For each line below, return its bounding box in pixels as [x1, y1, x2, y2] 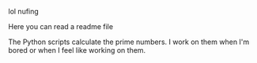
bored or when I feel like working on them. [8, 46, 146, 54]
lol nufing [8, 7, 40, 16]
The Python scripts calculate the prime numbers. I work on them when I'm [8, 37, 250, 46]
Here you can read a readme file [8, 22, 113, 31]
